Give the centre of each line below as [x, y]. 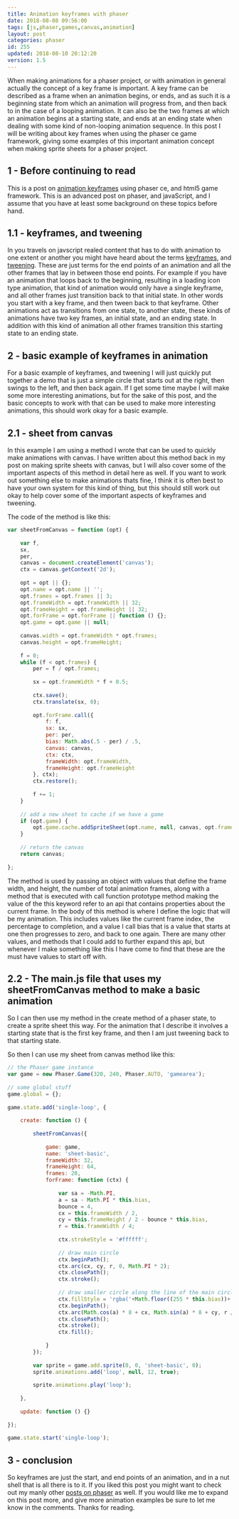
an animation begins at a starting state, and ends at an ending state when [115, 118]
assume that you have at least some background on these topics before [112, 203]
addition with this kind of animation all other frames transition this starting [115, 326]
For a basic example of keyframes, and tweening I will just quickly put [109, 373]
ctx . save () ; [51, 695]
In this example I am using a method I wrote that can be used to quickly [112, 450]
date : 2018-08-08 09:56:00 [47, 21]
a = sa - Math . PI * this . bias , [105, 1200]
